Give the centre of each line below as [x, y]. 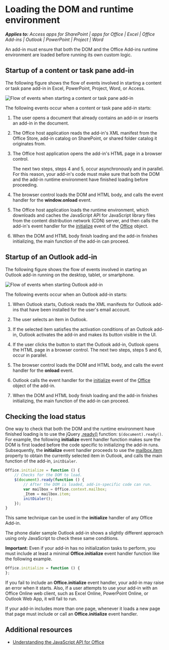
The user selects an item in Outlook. [50, 319]
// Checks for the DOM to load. [48, 475]
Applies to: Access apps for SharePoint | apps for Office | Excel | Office [80, 34]
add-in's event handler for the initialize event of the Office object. [80, 226]
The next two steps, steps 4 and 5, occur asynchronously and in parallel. [88, 169]
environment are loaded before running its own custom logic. [69, 55]
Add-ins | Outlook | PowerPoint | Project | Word [54, 40]
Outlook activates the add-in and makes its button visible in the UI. [88, 334]
